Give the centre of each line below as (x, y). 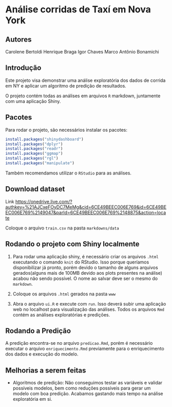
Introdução (23, 68)
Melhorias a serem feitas (46, 370)
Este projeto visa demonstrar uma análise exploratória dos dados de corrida (85, 80)
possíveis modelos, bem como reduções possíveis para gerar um (82, 388)
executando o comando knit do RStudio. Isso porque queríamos (81, 262)
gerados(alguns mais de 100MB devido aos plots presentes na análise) (88, 273)
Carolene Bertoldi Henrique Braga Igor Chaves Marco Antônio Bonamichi (82, 52)
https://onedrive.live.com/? (44, 201)
